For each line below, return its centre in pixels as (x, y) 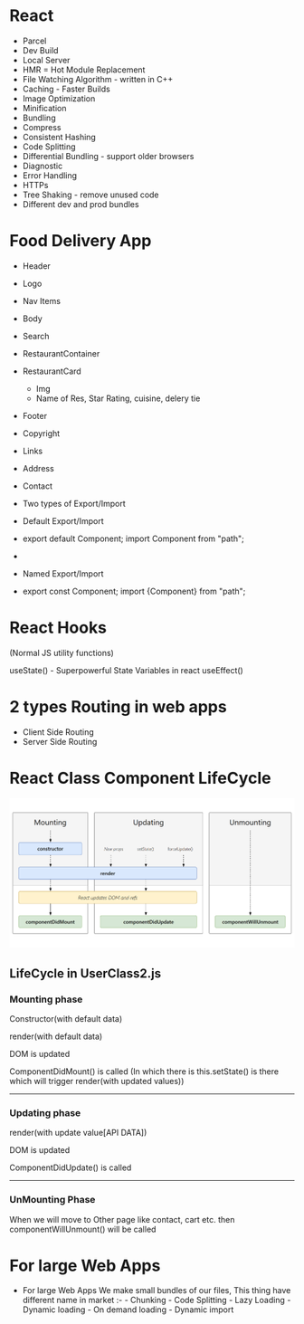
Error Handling (50, 175)
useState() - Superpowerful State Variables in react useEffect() (127, 670)
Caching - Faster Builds (66, 89)
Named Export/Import (63, 573)
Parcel (34, 41)
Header (37, 266)
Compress (42, 127)
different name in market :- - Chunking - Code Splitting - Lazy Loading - (157, 1300)
